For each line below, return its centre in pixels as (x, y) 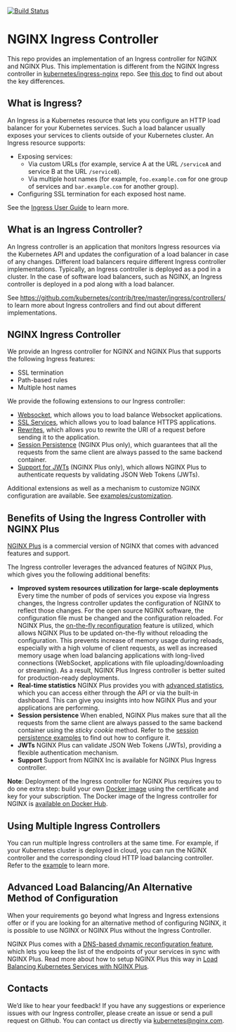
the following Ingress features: (51, 359)
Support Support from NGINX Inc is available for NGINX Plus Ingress (117, 760)
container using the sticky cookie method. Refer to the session (108, 730)
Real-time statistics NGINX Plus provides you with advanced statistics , (121, 686)
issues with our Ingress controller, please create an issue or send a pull (110, 1013)
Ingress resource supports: (46, 143)
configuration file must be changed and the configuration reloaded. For (120, 618)
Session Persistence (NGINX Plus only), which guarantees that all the (117, 445)
